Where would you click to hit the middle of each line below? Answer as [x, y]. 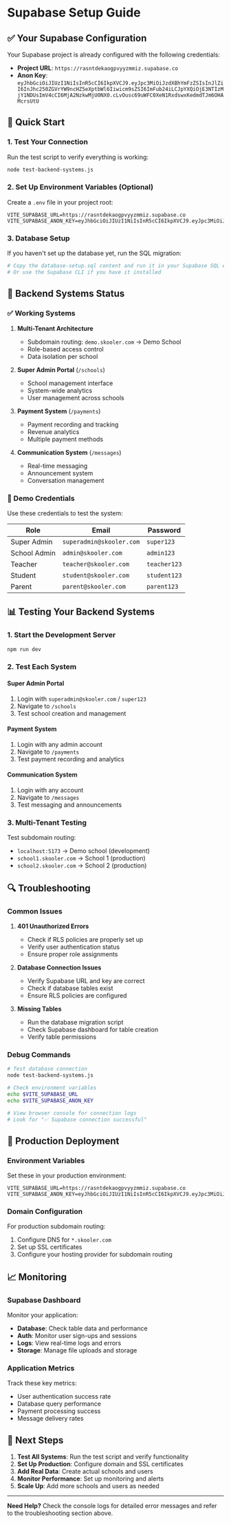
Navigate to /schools [47, 706]
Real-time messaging [57, 466]
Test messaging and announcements [69, 805]
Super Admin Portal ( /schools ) [61, 369]
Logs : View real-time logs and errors [69, 1343]
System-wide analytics [60, 390]
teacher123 [164, 564]
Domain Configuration [45, 1212]
